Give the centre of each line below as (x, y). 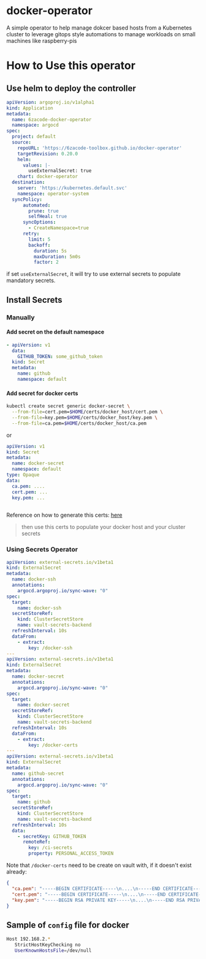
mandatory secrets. (31, 281)
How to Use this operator (71, 66)
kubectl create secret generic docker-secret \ (68, 406)
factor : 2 (46, 262)
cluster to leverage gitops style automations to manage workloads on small (101, 34)
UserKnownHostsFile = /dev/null (53, 951)
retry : (31, 234)
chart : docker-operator (48, 177)
